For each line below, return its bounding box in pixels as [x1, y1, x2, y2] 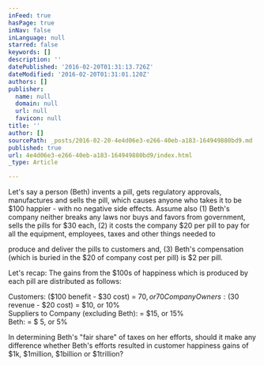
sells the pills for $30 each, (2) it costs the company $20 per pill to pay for [8, 221, 251, 230]
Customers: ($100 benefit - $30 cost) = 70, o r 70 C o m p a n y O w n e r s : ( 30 [8, 292, 239, 301]
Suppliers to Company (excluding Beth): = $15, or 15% [8, 309, 184, 319]
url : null [15, 108, 47, 115]
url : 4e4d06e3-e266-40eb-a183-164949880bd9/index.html [8, 151, 193, 159]
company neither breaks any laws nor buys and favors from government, [8, 213, 246, 222]
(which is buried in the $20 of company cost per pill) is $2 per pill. [8, 253, 223, 262]
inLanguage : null [8, 33, 66, 42]
